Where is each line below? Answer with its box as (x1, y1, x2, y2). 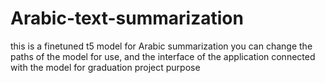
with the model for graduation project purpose (10, 61, 201, 73)
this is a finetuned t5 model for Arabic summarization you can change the (10, 40, 313, 52)
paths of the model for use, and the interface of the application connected (10, 50, 316, 62)
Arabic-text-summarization (10, 7, 244, 30)
